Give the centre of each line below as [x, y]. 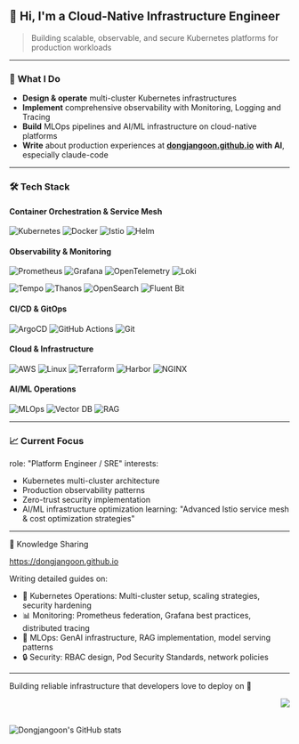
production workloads [71, 47]
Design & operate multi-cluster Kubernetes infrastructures [129, 98]
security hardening [57, 605]
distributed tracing [56, 628]
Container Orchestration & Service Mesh [86, 211]
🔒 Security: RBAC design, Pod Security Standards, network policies [145, 657]
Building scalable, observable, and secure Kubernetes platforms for [154, 37]
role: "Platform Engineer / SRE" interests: [84, 464]
